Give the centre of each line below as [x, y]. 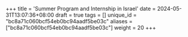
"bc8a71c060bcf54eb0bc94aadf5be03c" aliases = [69, 21]
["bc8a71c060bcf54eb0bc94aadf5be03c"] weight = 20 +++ [81, 27]
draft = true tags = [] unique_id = [96, 15]
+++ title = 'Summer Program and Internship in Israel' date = [81, 9]
